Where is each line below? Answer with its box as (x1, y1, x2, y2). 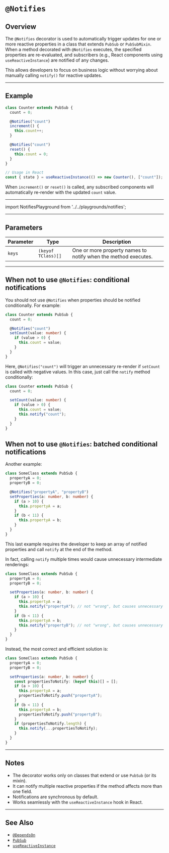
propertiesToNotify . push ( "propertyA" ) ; (18, 693, 102, 698)
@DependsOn (12, 833, 36, 838)
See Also (5, 818, 34, 827)
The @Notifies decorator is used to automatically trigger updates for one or (5, 36, 161, 41)
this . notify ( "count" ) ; (18, 412, 66, 417)
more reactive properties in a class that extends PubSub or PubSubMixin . (5, 41, 152, 47)
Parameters (5, 223, 43, 232)
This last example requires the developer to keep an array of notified (5, 541, 147, 547)
